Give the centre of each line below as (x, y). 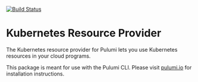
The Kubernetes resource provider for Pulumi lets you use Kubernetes (92, 49)
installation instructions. (35, 74)
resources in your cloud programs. (48, 56)
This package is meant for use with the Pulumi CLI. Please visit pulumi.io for (99, 67)
